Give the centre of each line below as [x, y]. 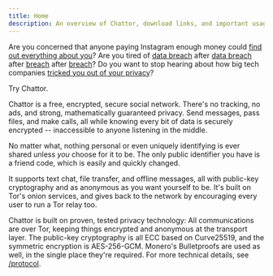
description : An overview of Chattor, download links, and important [129, 24]
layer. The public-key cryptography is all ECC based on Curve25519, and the [136, 237]
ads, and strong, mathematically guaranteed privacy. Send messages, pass [134, 112]
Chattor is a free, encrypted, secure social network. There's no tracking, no [134, 104]
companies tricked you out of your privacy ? [81, 72]
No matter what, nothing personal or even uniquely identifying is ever [124, 145]
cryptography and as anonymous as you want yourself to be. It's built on [130, 187]
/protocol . [25, 263]
